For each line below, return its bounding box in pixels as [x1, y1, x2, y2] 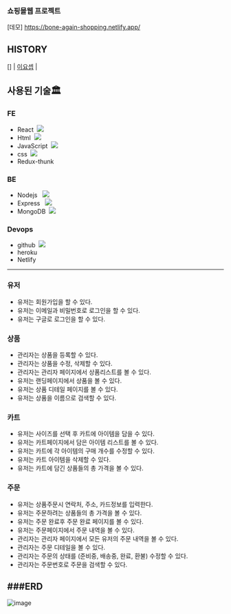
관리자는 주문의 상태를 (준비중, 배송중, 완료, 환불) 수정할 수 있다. [16, 551, 188, 560]
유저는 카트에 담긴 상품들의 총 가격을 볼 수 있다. [16, 464, 144, 473]
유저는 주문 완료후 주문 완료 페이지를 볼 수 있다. [16, 517, 144, 525]
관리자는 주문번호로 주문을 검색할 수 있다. [16, 560, 128, 569]
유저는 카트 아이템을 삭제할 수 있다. [16, 456, 111, 464]
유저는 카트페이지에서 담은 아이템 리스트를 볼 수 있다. [16, 438, 159, 447]
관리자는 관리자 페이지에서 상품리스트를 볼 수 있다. [16, 367, 151, 376]
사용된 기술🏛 [7, 85, 62, 96]
